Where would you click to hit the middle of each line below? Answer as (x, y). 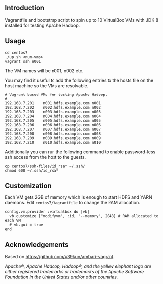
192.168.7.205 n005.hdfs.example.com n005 (53, 121)
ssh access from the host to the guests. (46, 157)
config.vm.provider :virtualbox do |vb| (48, 212)
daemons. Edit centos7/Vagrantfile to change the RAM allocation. (73, 203)
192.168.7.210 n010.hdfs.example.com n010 (53, 142)
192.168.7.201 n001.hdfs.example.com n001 (53, 103)
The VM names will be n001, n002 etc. (44, 70)
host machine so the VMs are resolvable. (47, 85)
